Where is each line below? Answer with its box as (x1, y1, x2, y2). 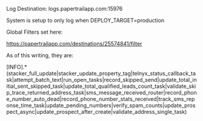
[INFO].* (6, 63, 27, 70)
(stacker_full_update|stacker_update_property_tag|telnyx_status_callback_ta (6, 70, 196, 77)
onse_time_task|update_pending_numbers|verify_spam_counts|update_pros (6, 102, 196, 109)
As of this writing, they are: (6, 52, 74, 59)
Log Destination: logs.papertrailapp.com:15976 (6, 5, 123, 12)
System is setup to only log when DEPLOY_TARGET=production (6, 17, 165, 23)
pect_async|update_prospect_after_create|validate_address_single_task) (6, 108, 187, 115)
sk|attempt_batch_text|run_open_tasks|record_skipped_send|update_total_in (6, 76, 197, 83)
